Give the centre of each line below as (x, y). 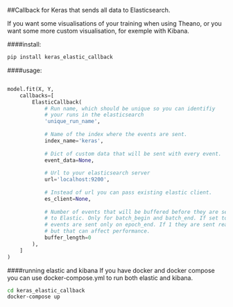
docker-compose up (34, 297)
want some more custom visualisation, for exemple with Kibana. (98, 31)
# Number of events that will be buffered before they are (131, 212)
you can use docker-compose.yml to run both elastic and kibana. (100, 278)
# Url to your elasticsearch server (97, 173)
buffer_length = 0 (68, 238)
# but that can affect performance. (97, 231)
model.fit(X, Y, (31, 89)
